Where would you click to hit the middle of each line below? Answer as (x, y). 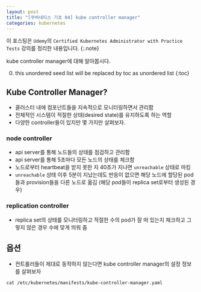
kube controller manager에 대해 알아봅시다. (58, 61)
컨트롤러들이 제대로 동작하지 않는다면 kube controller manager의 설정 (97, 264)
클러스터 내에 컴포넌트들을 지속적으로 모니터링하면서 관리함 (84, 107)
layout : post (23, 12)
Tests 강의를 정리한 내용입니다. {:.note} (53, 48)
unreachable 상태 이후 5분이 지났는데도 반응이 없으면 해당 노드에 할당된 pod (104, 175)
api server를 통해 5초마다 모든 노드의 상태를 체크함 (75, 160)
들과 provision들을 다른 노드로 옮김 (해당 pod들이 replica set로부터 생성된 (102, 182)
